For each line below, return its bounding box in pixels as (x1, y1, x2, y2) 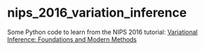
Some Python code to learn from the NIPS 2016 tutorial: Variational (7, 28, 198, 36)
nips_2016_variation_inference (7, 5, 187, 21)
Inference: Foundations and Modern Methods (7, 35, 137, 43)
